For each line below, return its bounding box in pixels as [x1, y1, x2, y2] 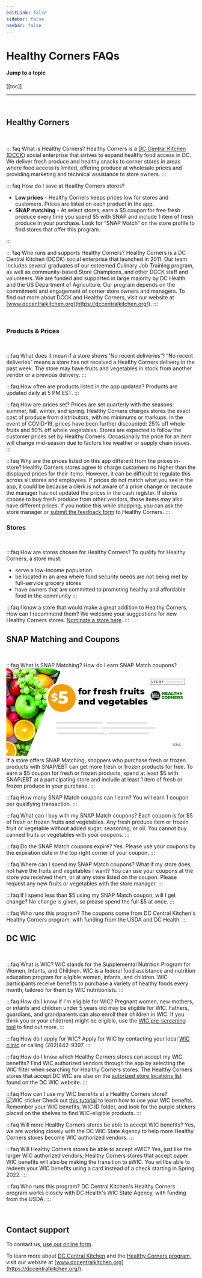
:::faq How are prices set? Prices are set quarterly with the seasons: [6, 400, 174, 408]
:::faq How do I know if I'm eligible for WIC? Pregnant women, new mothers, [6, 998, 194, 1005]
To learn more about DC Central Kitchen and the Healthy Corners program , [6, 1252, 192, 1259]
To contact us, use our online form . [6, 1241, 93, 1248]
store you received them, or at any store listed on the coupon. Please [6, 873, 177, 881]
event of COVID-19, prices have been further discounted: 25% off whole [6, 420, 185, 427]
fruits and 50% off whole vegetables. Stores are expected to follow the [6, 426, 182, 433]
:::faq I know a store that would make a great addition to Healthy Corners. [6, 604, 188, 611]
